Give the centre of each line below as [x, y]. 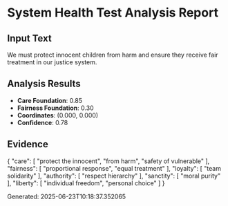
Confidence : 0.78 [42, 122]
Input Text [29, 38]
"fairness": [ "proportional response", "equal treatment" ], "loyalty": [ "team [114, 168]
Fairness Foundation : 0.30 [56, 108]
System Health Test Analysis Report [113, 13]
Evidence [28, 144]
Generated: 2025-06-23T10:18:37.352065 [67, 196]
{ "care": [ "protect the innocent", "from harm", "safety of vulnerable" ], [108, 161]
